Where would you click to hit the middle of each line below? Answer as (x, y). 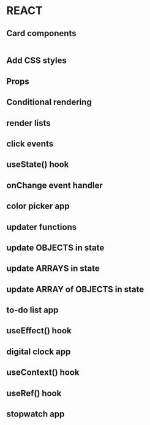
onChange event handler (54, 185)
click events (30, 143)
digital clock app (39, 351)
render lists (28, 123)
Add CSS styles (37, 61)
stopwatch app (36, 414)
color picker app (38, 206)
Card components (41, 33)
